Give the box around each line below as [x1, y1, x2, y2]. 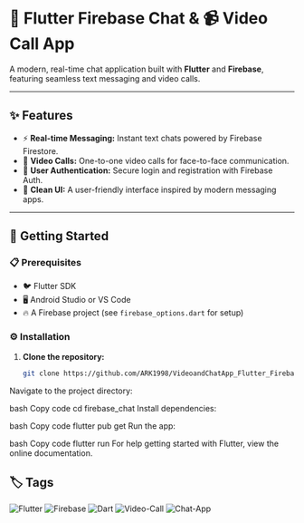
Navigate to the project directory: [9, 385, 133, 396]
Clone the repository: [22, 351, 105, 362]
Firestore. [22, 145, 59, 156]
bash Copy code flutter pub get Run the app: [9, 420, 176, 431]
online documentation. [9, 447, 93, 459]
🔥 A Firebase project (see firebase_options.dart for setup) [22, 307, 244, 318]
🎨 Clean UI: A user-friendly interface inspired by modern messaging [22, 184, 277, 195]
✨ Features [9, 108, 73, 123]
